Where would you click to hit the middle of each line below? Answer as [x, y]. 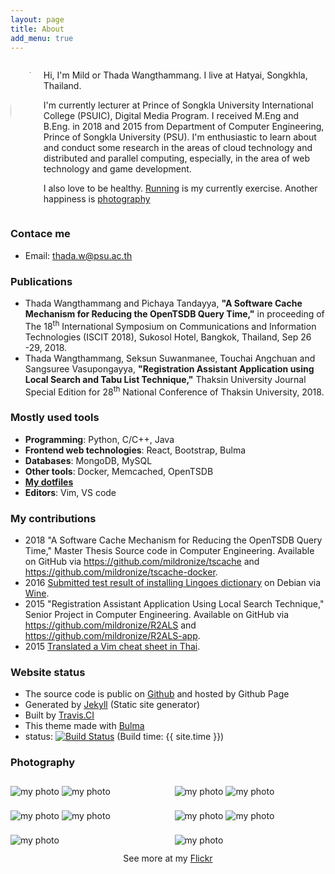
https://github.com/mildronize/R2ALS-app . [112, 635]
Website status [48, 672]
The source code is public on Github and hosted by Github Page [157, 694]
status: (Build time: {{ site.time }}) [124, 737]
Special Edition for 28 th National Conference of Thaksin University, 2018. [174, 391]
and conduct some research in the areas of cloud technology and [178, 148]
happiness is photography [97, 199]
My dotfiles [49, 482]
